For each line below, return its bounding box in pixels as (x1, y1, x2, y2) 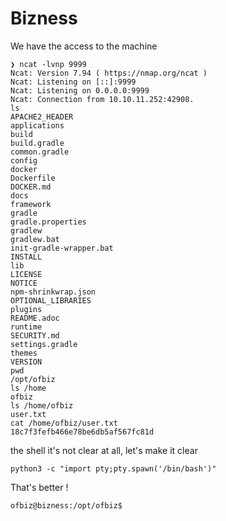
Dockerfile (10, 173, 56, 183)
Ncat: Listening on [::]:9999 (10, 77, 137, 87)
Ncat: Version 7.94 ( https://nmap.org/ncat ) (10, 68, 208, 78)
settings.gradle (10, 339, 78, 349)
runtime (10, 322, 43, 332)
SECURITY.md (10, 330, 60, 341)
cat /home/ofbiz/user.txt (10, 418, 118, 428)
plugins (10, 304, 43, 314)
